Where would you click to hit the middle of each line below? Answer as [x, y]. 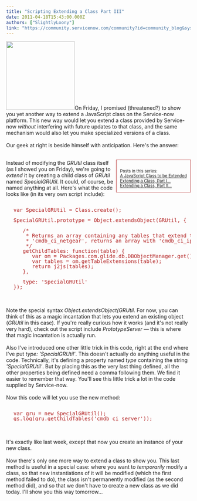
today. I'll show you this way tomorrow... [55, 492]
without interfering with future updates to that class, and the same [97, 127]
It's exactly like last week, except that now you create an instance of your [95, 442]
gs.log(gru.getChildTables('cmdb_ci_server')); [83, 419]
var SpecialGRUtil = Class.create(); [68, 210]
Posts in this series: [139, 171]
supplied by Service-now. [37, 385]
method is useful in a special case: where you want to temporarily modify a [97, 467]
